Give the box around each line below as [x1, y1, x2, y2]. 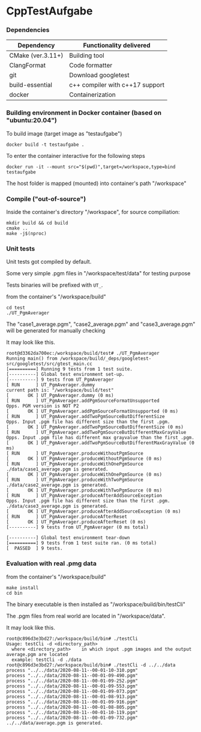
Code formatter [68, 61, 113, 70]
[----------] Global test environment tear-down [6, 535, 130, 541]
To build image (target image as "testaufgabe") [6, 130, 122, 137]
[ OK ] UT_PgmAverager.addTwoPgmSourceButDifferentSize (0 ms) [6, 424, 184, 430]
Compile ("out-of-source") [6, 195, 86, 203]
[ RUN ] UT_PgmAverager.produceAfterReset [6, 514, 128, 520]
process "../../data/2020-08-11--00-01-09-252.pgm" [6, 678, 138, 684]
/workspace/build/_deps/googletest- [59, 355, 152, 362]
